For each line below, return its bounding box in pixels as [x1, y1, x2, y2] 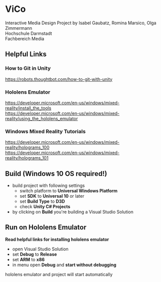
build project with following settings [12, 182, 85, 189]
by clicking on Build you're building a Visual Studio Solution [12, 209, 134, 215]
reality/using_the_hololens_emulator [5, 115, 78, 121]
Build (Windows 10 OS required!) [5, 169, 107, 178]
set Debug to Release [12, 251, 57, 257]
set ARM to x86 [12, 256, 45, 262]
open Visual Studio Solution [12, 246, 69, 252]
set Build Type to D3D [19, 198, 65, 204]
